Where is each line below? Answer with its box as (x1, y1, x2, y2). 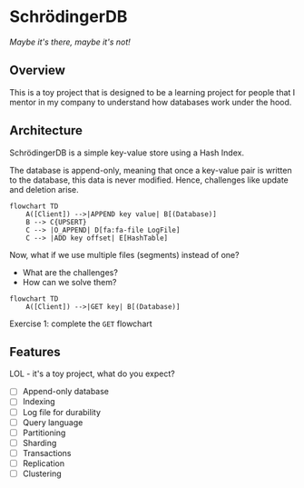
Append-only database (22, 386, 110, 397)
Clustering (22, 468, 62, 479)
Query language (22, 416, 83, 428)
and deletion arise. (9, 184, 79, 194)
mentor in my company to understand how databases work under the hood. (9, 96, 292, 107)
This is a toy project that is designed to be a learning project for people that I (9, 86, 296, 97)
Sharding (22, 437, 57, 448)
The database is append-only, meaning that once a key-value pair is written (9, 164, 292, 175)
